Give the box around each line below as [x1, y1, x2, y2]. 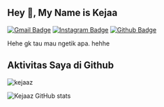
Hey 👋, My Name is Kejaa [7, 7, 118, 19]
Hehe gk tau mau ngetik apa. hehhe [7, 39, 110, 48]
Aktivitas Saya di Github [7, 59, 114, 71]
